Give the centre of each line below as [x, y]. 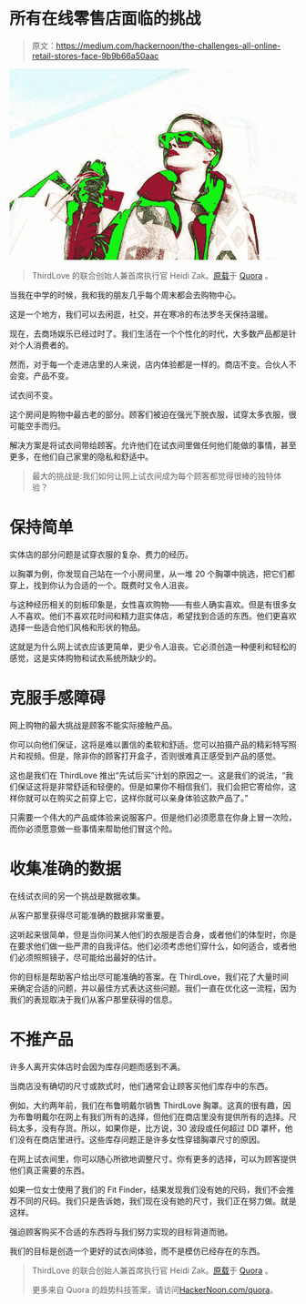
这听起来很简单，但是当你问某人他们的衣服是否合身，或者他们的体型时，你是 [153, 934]
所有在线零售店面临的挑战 [106, 19]
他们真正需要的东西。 [49, 1170]
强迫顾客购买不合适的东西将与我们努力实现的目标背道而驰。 [121, 1231]
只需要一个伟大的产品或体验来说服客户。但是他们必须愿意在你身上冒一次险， [153, 817]
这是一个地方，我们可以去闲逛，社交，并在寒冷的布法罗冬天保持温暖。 [141, 314]
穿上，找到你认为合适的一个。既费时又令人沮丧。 [101, 586]
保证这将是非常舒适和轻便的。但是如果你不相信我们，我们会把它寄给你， [153, 786]
